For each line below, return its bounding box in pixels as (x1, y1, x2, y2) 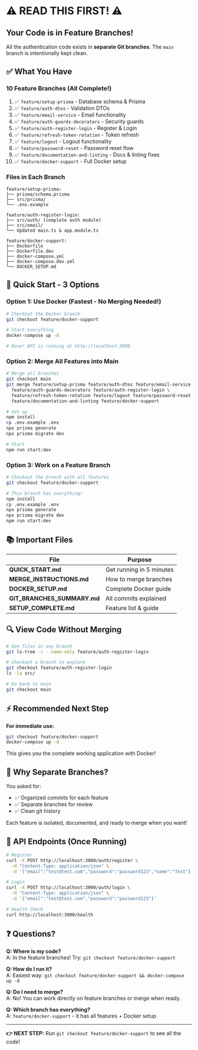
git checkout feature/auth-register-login (6, 665, 112, 671)
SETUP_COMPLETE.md (9, 604, 75, 612)
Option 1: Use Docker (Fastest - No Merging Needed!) (6, 297, 161, 305)
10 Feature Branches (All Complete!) (6, 84, 112, 93)
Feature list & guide (105, 604, 159, 612)
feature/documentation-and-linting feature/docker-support (11, 398, 160, 404)
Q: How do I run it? (6, 965, 52, 973)
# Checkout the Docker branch (6, 311, 81, 317)
